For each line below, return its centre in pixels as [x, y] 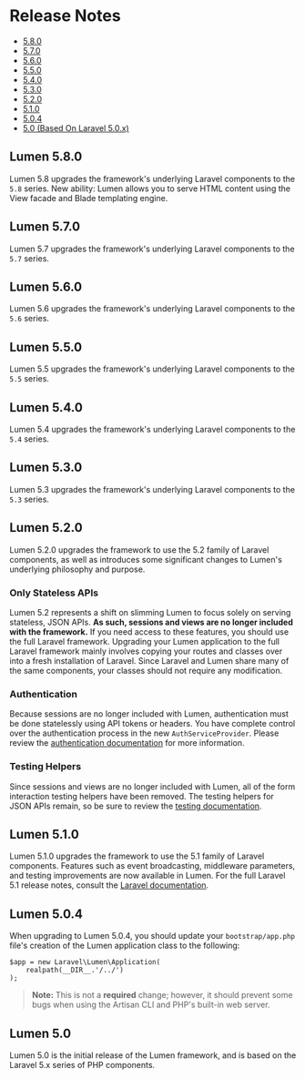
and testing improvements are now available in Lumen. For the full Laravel [147, 876]
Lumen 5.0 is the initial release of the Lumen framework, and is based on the [153, 1055]
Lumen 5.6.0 [46, 286]
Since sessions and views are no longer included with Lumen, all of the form [152, 786]
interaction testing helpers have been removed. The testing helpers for [142, 796]
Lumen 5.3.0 [46, 468]
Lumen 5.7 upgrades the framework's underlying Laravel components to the [152, 249]
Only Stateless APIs [54, 593]
